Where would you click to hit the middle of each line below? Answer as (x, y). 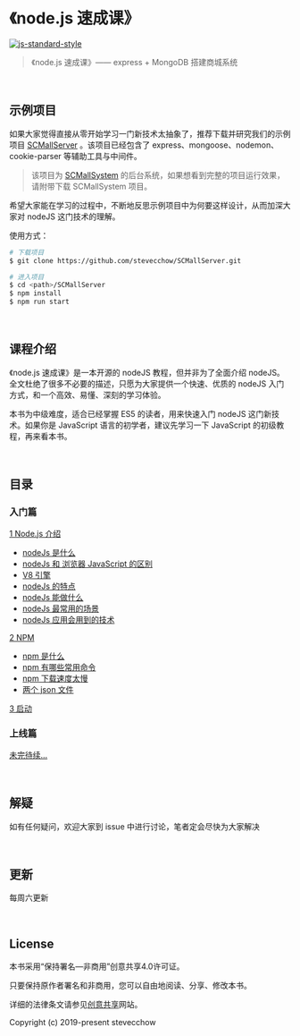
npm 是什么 (43, 656)
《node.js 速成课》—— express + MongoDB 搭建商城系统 (134, 62)
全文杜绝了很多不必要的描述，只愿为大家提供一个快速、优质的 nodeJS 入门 (147, 383)
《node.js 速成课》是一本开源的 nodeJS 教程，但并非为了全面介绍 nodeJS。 (147, 372)
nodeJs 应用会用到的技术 (68, 619)
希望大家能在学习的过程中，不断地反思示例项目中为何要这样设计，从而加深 (146, 205)
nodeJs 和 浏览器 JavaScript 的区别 (87, 564)
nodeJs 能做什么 (53, 597)
